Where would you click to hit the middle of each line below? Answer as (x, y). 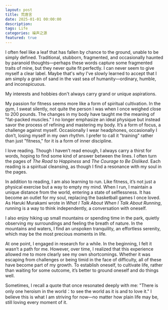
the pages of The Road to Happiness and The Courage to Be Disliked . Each (83, 161)
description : (19, 24)
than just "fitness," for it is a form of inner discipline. (59, 140)
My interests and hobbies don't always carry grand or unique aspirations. (81, 94)
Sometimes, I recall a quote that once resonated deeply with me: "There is (82, 285)
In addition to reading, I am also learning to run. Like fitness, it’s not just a (81, 182)
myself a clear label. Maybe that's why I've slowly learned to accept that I (81, 73)
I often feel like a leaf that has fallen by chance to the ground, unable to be (82, 52)
